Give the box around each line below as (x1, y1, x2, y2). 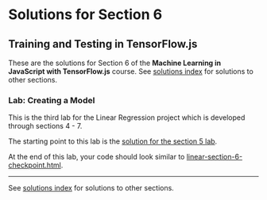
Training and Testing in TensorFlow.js (8, 37, 198, 51)
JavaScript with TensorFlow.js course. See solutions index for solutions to (8, 67, 254, 76)
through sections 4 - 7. (8, 121, 83, 131)
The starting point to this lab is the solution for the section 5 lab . (8, 137, 218, 146)
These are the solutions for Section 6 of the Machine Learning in (8, 58, 222, 67)
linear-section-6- (186, 152, 243, 162)
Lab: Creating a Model (8, 94, 95, 106)
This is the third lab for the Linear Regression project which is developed (8, 113, 246, 122)
